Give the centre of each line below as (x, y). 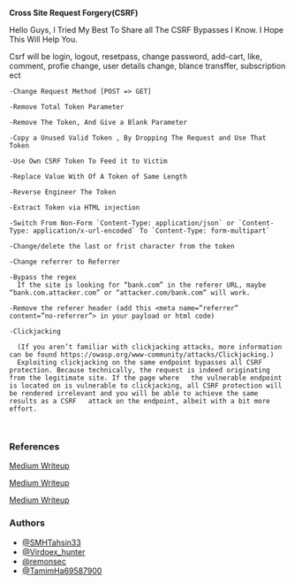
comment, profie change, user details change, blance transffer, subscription (147, 66)
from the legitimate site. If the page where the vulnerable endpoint (146, 378)
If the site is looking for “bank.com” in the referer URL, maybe (142, 285)
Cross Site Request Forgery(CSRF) (74, 13)
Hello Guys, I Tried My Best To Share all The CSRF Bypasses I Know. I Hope (147, 30)
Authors (27, 523)
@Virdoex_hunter (53, 551)
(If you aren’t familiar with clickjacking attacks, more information (150, 347)
